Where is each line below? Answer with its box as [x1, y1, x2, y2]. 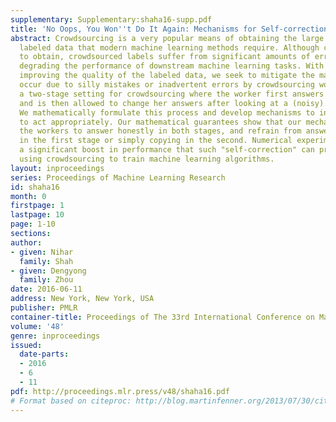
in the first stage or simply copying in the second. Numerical [19, 136, 293, 146]
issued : [10, 340, 43, 350]
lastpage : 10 [10, 210, 65, 220]
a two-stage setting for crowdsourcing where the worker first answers [19, 89, 325, 99]
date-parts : [19, 349, 70, 360]
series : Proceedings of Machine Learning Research [10, 172, 226, 183]
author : [10, 237, 43, 248]
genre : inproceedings [10, 331, 101, 341]
